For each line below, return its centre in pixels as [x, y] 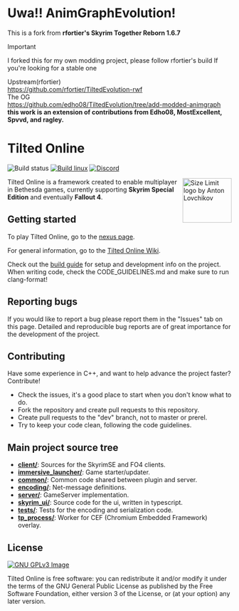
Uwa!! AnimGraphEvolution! [92, 13]
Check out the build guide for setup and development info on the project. [114, 264]
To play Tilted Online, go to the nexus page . [71, 236]
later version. [27, 601]
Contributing [36, 356]
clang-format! [27, 279]
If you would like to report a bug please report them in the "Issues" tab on [115, 319]
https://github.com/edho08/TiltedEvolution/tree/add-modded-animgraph [114, 104]
